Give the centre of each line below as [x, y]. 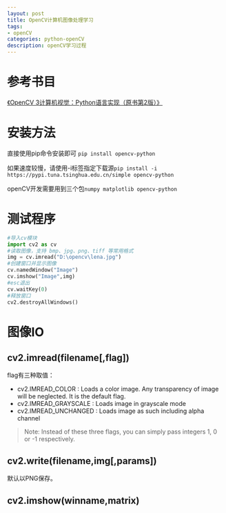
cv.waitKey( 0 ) [28, 289]
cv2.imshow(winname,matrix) [73, 500]
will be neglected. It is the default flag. [71, 396]
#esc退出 [19, 283]
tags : [15, 26]
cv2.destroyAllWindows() [43, 302]
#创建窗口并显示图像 [32, 264]
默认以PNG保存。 [32, 478]
